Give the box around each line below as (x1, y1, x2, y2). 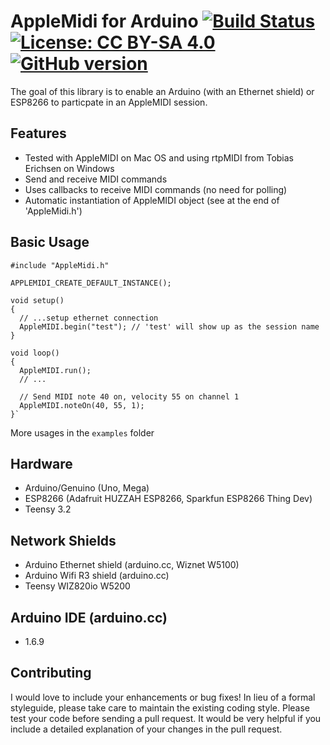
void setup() (10, 295, 65, 305)
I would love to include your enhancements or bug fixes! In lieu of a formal (10, 691, 316, 703)
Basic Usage (10, 234, 90, 251)
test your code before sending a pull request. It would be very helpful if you (10, 712, 322, 724)
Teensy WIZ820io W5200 (24, 580, 131, 592)
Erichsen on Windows (24, 162, 115, 174)
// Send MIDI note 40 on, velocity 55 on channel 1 (19, 391, 240, 402)
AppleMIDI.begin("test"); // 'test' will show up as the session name (19, 321, 320, 332)
